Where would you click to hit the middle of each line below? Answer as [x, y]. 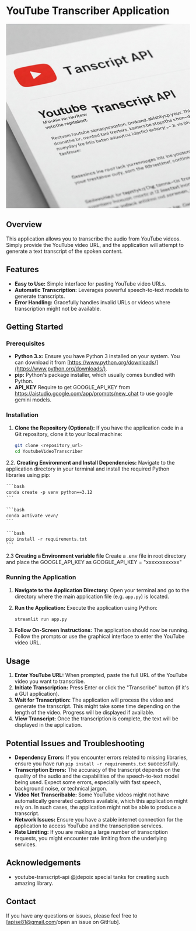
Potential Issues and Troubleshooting [75, 743]
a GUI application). [37, 694]
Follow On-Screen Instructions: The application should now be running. [101, 630]
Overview [24, 224]
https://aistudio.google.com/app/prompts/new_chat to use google [94, 394]
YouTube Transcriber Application [88, 11]
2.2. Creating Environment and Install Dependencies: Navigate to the [90, 463]
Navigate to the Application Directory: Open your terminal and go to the [102, 590]
